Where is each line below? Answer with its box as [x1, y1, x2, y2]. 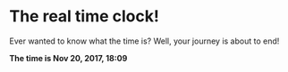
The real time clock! [9, 6, 159, 27]
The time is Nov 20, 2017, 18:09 [9, 52, 128, 63]
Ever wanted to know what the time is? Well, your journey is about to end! [9, 36, 280, 46]
